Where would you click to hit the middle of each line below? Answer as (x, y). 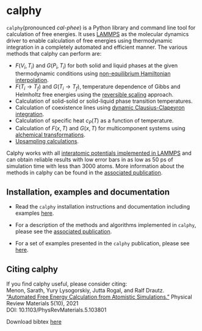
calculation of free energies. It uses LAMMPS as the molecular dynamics (98, 34)
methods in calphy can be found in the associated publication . (85, 173)
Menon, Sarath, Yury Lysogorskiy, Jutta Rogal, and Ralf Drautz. (85, 290)
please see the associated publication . (63, 232)
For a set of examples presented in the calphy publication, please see (102, 244)
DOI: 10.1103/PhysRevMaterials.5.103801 (56, 310)
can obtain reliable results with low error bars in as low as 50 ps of (90, 160)
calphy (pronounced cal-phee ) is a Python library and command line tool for (101, 28)
